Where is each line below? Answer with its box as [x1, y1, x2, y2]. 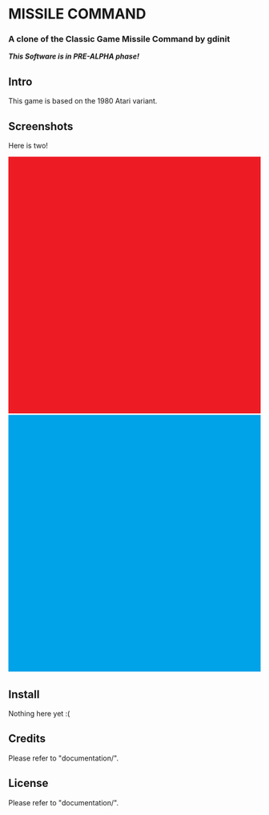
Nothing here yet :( [8, 708, 70, 718]
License [8, 776, 49, 790]
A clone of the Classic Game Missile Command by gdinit [8, 34, 231, 45]
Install [8, 687, 40, 701]
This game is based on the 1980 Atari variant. [8, 96, 158, 106]
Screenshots [8, 120, 74, 133]
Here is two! [8, 141, 48, 151]
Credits [8, 732, 46, 746]
